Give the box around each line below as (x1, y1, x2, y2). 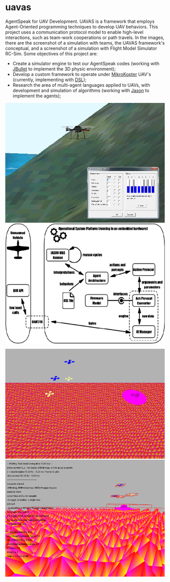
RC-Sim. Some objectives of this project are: (5, 50, 98, 57)
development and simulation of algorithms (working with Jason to (12, 87, 149, 93)
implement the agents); (12, 93, 61, 99)
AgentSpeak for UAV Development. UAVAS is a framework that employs (5, 18, 155, 24)
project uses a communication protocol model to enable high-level (5, 29, 144, 35)
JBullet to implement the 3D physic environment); (12, 65, 116, 72)
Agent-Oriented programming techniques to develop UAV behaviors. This (5, 23, 158, 29)
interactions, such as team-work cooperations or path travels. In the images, (5, 34, 164, 41)
